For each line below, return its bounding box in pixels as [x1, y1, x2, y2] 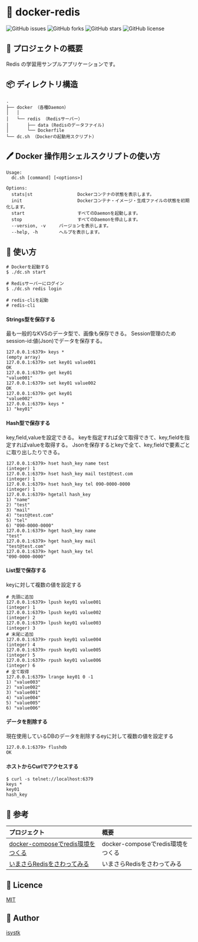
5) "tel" [6, 517, 28, 523]
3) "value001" [6, 689, 41, 695]
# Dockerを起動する [6, 264, 49, 270]
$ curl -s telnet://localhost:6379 [6, 776, 94, 782]
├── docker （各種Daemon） [6, 104, 69, 110]
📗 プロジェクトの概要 [6, 44, 83, 54]
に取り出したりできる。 [6, 448, 63, 455]
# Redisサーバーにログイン [6, 281, 65, 287]
